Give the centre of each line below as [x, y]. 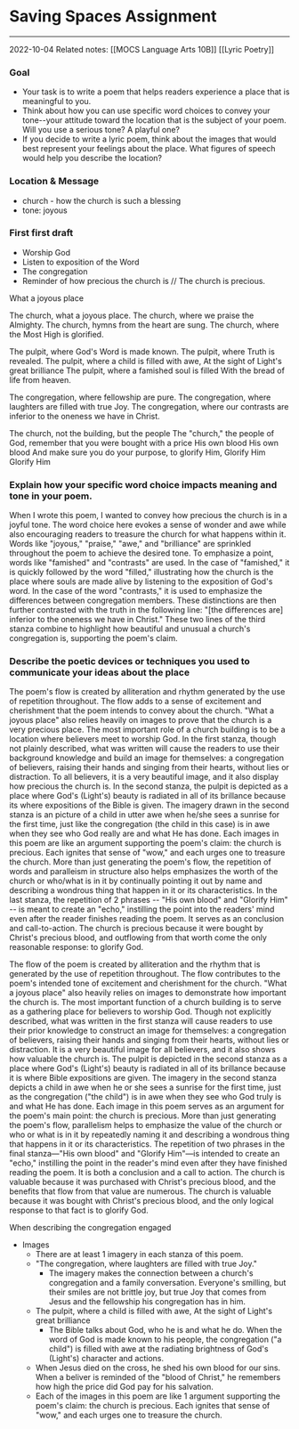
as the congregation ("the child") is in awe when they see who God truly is [145, 1097]
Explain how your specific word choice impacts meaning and [143, 484]
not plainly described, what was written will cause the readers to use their [145, 749]
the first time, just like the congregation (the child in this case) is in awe [140, 824]
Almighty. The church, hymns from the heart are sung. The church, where [144, 325]
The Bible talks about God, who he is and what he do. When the [166, 1330]
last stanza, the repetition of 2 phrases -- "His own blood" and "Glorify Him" [149, 900]
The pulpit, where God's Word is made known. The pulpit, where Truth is [142, 351]
